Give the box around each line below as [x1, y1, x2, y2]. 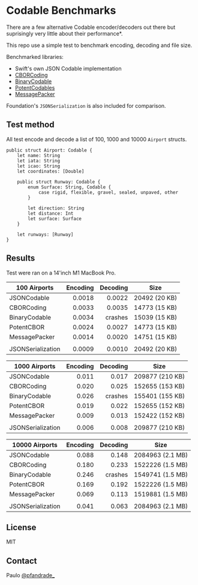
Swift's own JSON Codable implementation [14, 64, 122, 72]
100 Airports [16, 283, 54, 292]
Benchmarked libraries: [6, 53, 64, 60]
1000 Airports [14, 362, 56, 370]
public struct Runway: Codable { [17, 179, 101, 185]
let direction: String [28, 205, 85, 211]
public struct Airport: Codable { [6, 147, 93, 153]
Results [6, 253, 35, 264]
